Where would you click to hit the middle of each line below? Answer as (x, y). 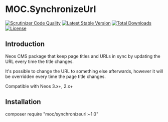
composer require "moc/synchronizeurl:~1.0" (52, 114)
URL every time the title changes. (40, 61)
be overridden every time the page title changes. (56, 76)
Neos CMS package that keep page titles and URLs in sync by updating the (83, 56)
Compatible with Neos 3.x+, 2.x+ (39, 86)
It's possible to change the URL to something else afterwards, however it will (84, 71)
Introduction (25, 44)
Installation (23, 102)
